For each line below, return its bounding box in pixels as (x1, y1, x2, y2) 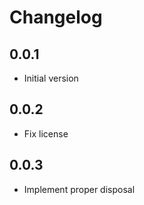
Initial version (23, 72, 79, 84)
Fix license (23, 127, 69, 140)
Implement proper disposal (23, 183, 136, 195)
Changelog (9, 6, 103, 29)
